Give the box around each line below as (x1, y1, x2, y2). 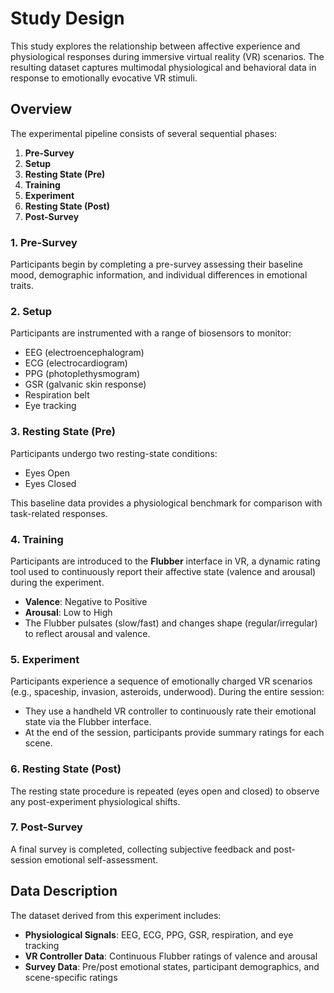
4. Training (10, 532, 64, 546)
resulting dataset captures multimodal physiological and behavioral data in (10, 61, 317, 73)
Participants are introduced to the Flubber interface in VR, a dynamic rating (10, 555, 321, 567)
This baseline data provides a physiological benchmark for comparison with (10, 497, 323, 509)
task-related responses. (10, 507, 108, 519)
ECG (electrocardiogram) (24, 357, 128, 369)
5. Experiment (10, 652, 80, 666)
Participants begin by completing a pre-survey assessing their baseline (10, 258, 304, 271)
